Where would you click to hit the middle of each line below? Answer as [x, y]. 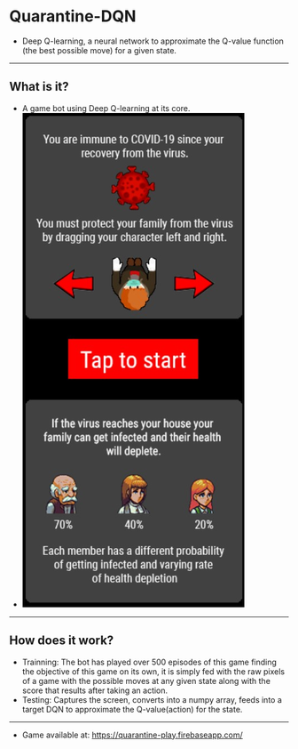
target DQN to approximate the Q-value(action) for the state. [132, 709]
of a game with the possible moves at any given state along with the [146, 681]
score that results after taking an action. [95, 690]
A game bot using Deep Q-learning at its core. [106, 108]
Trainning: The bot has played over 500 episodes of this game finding [149, 662]
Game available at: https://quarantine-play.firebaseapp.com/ [133, 735]
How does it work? [62, 641]
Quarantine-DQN [73, 16]
